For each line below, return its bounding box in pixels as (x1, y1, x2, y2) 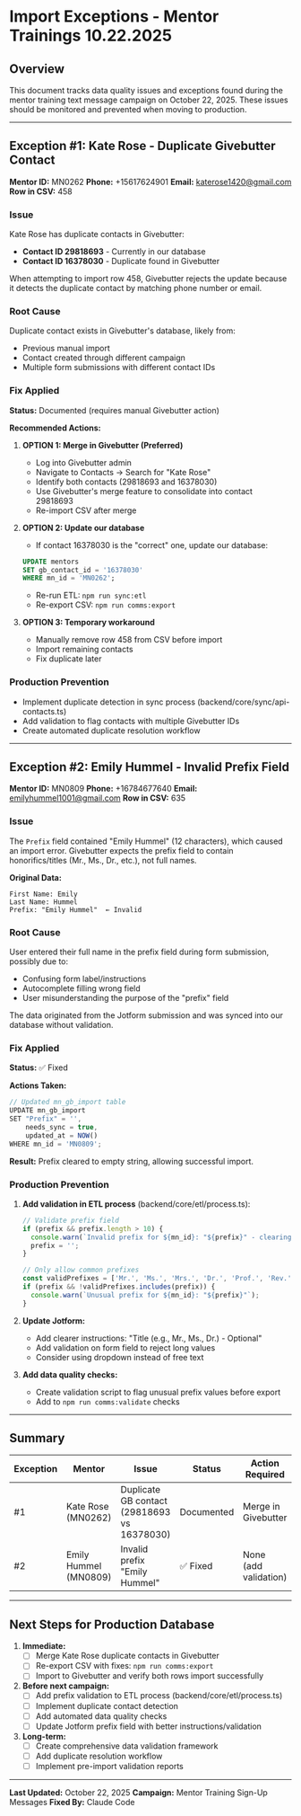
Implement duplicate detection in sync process (21, 696, 195, 707)
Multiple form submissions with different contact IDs (21, 362, 216, 373)
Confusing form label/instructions (21, 973, 147, 985)
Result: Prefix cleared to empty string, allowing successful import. (9, 1156, 254, 1166)
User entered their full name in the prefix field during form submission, (9, 946, 270, 958)
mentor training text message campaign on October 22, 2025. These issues (9, 94, 288, 105)
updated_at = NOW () (25, 1130, 99, 1140)
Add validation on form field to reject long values (35, 1342, 216, 1353)
